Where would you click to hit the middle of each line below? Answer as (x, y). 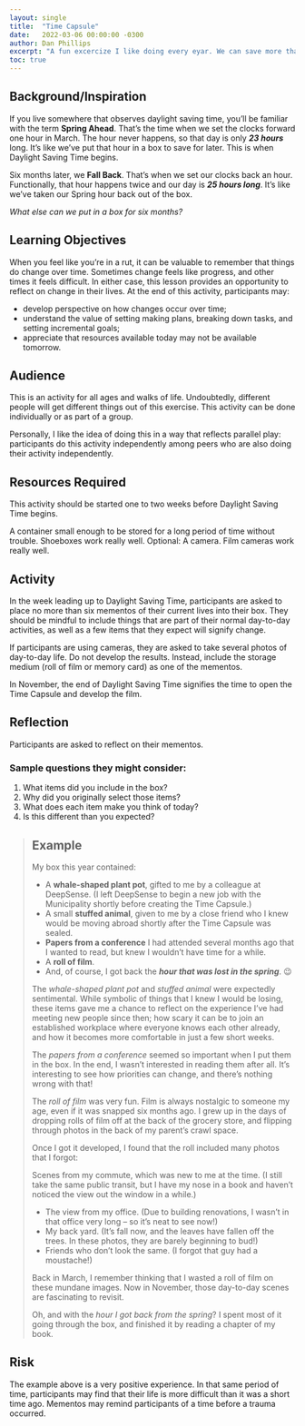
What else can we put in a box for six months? (96, 211)
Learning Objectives (68, 240)
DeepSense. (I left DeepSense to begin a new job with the (153, 894)
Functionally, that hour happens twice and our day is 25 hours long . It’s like (150, 184)
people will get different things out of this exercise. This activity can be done (152, 407)
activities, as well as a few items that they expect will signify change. (138, 630)
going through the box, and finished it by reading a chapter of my (153, 1324)
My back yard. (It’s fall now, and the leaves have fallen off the (160, 1231)
